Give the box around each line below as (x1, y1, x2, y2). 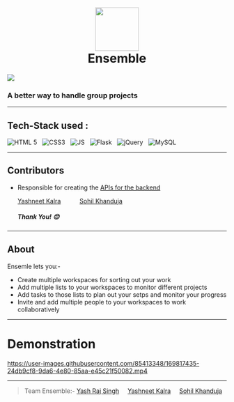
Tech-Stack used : (7, 119, 88, 132)
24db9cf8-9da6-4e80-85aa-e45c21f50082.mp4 (7, 366, 148, 375)
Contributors (7, 164, 65, 177)
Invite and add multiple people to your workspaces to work (17, 297, 187, 306)
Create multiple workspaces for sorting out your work (17, 275, 172, 284)
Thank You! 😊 (17, 212, 60, 221)
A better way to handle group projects (7, 91, 138, 100)
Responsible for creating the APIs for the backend (17, 183, 161, 192)
